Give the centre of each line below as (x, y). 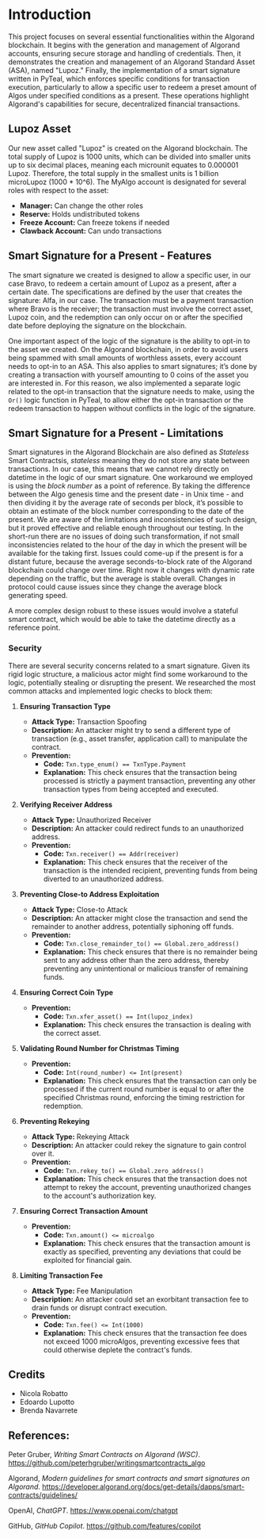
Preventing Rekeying (55, 1121)
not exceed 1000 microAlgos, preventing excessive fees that (141, 1341)
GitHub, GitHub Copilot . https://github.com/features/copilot (105, 1526)
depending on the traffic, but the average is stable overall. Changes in (122, 579)
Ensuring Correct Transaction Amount (84, 1210)
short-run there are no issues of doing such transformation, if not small (124, 536)
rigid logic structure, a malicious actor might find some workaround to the (128, 674)
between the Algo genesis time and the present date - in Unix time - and (126, 494)
